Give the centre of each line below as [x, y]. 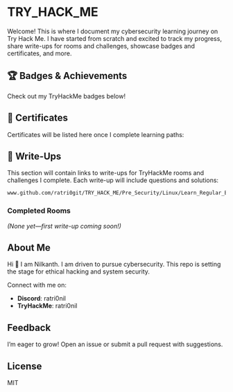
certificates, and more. [40, 53]
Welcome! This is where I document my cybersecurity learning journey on [113, 31]
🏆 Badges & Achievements [67, 76]
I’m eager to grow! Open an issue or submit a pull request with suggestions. [115, 344]
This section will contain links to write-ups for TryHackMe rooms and [106, 173]
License [25, 366]
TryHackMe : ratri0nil [47, 306]
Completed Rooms [39, 211]
